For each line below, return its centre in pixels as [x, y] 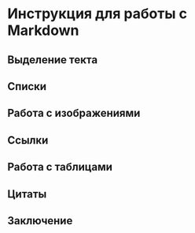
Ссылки [28, 140]
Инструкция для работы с [97, 14]
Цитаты [27, 194]
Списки [27, 86]
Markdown [43, 30]
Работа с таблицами [60, 167]
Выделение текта [53, 60]
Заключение [40, 221]
